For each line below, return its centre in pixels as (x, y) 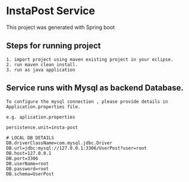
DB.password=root (28, 169)
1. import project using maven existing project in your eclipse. (90, 59)
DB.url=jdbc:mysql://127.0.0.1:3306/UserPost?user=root (76, 148)
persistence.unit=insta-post (42, 127)
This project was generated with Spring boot (60, 27)
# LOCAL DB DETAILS (30, 138)
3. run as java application (41, 70)
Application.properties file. (44, 107)
